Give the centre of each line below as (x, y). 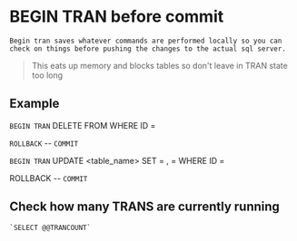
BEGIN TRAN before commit (117, 17)
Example (35, 104)
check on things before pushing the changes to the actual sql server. (148, 48)
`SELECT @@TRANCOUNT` (50, 227)
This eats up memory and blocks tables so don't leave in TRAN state (159, 65)
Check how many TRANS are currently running (144, 207)
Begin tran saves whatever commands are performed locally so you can (146, 41)
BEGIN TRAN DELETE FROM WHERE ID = (83, 125)
